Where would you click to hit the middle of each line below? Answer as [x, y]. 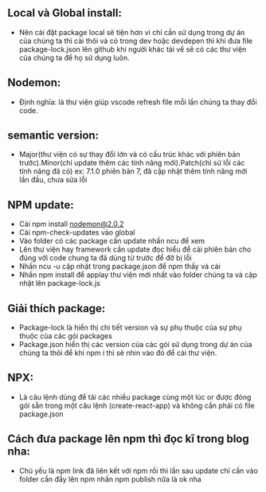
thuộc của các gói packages [65, 336]
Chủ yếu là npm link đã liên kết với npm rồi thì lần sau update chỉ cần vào [138, 471]
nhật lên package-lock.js [60, 283]
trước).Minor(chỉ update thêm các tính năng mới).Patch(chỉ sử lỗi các [132, 163]
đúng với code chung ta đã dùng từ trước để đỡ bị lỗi [105, 258]
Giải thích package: [57, 308]
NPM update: [41, 205]
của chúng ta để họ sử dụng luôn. [74, 57]
